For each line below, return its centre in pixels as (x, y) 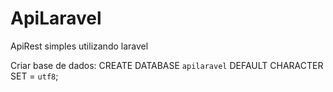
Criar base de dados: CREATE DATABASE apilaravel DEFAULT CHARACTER (167, 65)
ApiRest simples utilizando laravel (79, 46)
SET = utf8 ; (34, 76)
